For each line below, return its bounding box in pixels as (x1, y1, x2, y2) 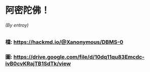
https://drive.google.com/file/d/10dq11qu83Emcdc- (13, 54, 145, 61)
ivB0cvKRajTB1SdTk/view (5, 60, 71, 67)
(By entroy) (5, 22, 29, 28)
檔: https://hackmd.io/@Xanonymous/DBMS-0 (5, 39, 124, 46)
